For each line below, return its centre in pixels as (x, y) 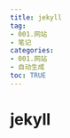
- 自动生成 (27, 68)
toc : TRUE (28, 76)
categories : (32, 51)
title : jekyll (36, 17)
